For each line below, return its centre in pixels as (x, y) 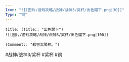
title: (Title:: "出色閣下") (34, 29)
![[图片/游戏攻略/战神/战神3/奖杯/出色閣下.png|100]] (57, 35)
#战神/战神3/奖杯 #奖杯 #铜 (34, 54)
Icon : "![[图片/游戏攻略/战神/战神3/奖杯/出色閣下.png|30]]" (65, 10)
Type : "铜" (16, 15)
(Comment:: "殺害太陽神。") (32, 44)
